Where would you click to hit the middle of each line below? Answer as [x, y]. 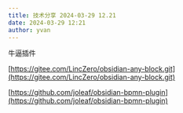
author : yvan [29, 30]
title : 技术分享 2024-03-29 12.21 [62, 15]
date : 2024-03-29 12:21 [47, 23]
